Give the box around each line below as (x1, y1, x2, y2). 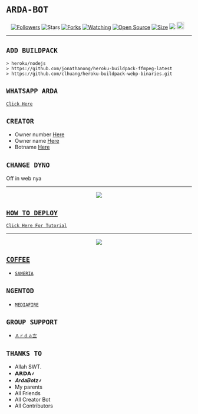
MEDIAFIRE (14, 302, 39, 308)
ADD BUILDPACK (6, 46, 58, 55)
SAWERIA (14, 270, 34, 277)
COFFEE (6, 255, 31, 264)
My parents (14, 383, 43, 390)
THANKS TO (6, 349, 42, 357)
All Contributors (14, 402, 53, 409)
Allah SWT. (14, 363, 42, 370)
